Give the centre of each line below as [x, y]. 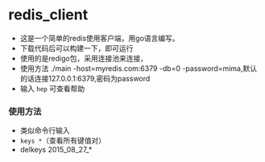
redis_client [48, 15]
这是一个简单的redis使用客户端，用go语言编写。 [99, 38]
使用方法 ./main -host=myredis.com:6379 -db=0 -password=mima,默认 [139, 68]
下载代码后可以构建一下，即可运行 [77, 48]
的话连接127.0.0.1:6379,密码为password [85, 78]
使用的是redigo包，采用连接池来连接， [83, 58]
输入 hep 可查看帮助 [52, 88]
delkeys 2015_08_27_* [56, 150]
